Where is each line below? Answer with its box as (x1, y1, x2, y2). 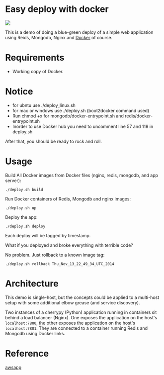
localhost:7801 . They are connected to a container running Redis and (5, 325, 148, 331)
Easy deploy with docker (5, 3, 109, 15)
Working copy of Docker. (12, 68, 64, 74)
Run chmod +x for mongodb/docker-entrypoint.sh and (12, 113, 124, 119)
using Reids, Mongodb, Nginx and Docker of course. (5, 34, 113, 40)
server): (5, 178, 21, 184)
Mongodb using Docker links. (5, 330, 66, 336)
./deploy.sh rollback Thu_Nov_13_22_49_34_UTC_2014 (5, 261, 114, 267)
